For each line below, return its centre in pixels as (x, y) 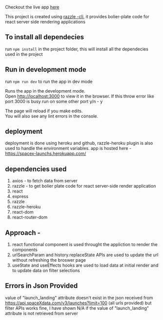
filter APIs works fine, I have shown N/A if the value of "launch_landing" (77, 308)
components (25, 250)
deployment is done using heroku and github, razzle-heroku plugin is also (79, 143)
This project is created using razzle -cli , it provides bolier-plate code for (77, 16)
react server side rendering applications (45, 22)
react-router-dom (30, 217)
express (20, 197)
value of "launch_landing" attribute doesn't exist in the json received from (79, 297)
